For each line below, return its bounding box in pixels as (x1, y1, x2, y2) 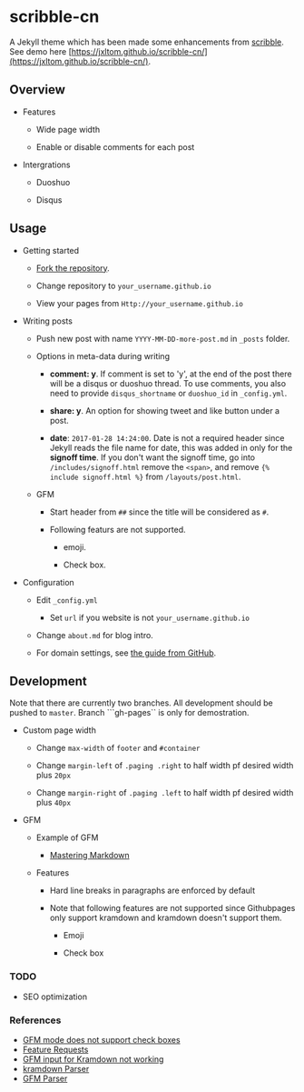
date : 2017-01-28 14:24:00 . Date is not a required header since (49, 432, 285, 443)
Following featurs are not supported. (49, 524, 186, 535)
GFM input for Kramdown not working (22, 1053, 164, 1065)
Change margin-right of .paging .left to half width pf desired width (35, 787, 294, 798)
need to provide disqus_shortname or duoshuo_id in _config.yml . (49, 387, 288, 398)
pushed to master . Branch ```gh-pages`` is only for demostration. (9, 707, 250, 718)
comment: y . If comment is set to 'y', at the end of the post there (49, 368, 292, 379)
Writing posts (22, 316, 73, 326)
